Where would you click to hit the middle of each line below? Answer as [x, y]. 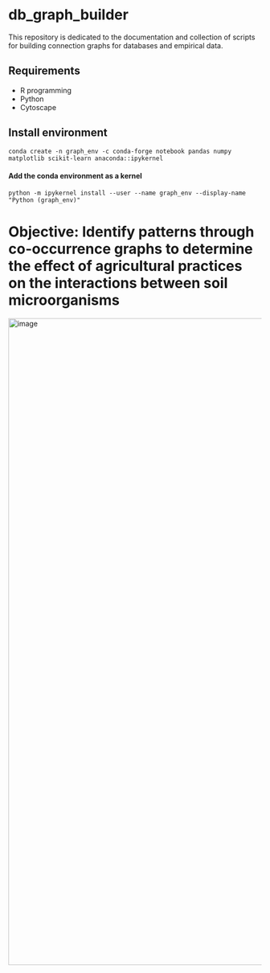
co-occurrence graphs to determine [131, 249]
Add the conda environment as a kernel [75, 176]
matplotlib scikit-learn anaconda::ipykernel [86, 158]
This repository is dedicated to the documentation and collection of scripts [132, 37]
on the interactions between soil [118, 283]
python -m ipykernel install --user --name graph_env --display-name [127, 193]
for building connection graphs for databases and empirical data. [116, 45]
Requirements [44, 71]
